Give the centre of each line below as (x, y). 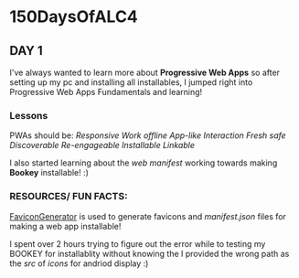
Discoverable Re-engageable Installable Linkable (102, 145)
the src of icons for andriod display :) (79, 263)
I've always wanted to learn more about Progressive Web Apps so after (145, 72)
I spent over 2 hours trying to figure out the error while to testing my (138, 243)
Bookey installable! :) (49, 173)
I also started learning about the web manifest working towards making (144, 163)
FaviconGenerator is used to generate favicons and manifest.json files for (148, 216)
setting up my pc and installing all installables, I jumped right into (131, 82)
